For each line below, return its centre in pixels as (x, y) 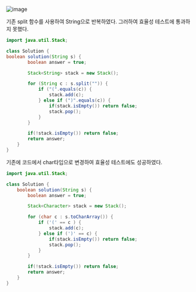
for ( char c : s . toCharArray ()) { (71, 217)
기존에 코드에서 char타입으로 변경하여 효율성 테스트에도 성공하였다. (84, 162)
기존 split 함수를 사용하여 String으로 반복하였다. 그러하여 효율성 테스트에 (90, 21)
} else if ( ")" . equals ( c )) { (74, 100)
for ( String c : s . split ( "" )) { (68, 84)
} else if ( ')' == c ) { (68, 233)
